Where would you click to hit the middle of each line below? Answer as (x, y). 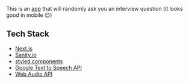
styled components (39, 61)
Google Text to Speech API (48, 67)
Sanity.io (26, 55)
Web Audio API (34, 74)
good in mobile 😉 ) (29, 15)
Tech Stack (28, 34)
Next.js (24, 48)
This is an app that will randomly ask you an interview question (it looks (95, 9)
